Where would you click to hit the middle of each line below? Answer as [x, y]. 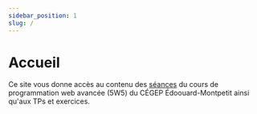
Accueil [34, 63]
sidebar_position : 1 [43, 16]
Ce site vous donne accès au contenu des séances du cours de [114, 85]
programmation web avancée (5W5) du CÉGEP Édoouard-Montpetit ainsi [129, 93]
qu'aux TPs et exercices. [49, 101]
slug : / [21, 23]
